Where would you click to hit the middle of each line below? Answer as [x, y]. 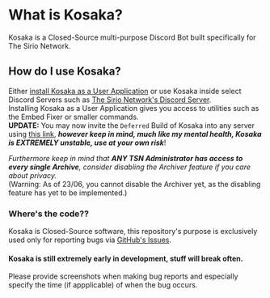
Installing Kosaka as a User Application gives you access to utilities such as [134, 108]
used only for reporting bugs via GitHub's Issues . [90, 240]
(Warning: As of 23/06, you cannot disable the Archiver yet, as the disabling [135, 184]
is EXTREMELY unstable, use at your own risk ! [87, 143]
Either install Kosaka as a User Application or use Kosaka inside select [125, 91]
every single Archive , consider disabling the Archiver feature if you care [129, 167]
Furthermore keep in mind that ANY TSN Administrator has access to [126, 158]
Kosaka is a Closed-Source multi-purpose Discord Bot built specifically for [132, 37]
